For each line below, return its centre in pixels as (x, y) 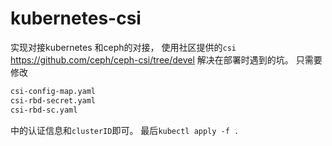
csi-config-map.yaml (53, 91)
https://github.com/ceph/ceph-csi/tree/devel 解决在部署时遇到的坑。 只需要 (166, 59)
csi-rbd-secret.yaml (53, 100)
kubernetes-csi (76, 18)
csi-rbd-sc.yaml (44, 110)
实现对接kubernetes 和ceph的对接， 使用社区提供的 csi (123, 47)
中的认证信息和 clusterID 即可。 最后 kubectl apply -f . (125, 130)
